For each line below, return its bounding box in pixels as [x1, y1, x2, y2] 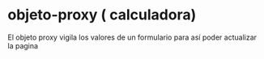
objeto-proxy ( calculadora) [7, 6, 197, 24]
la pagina [7, 40, 38, 50]
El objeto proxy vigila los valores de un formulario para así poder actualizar [7, 32, 257, 42]
